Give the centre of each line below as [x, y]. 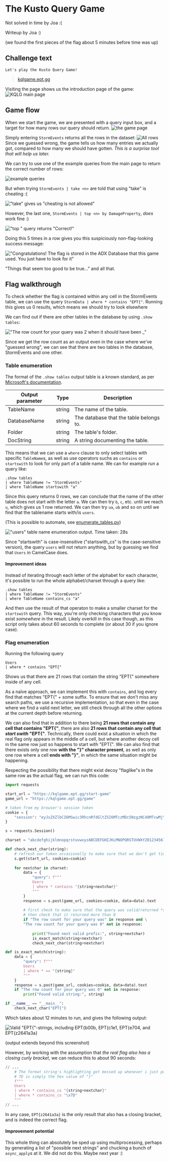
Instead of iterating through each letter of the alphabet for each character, [82, 575]
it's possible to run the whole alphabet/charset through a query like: [75, 580]
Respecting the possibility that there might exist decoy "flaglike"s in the [79, 770]
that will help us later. [27, 153]
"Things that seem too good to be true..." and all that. [60, 269]
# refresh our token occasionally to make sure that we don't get [85, 854]
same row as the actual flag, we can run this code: [57, 776]
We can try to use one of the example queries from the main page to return [83, 163]
